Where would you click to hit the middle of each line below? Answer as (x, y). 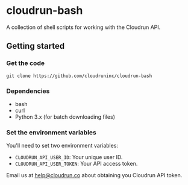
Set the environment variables (51, 132)
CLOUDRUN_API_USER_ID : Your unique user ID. (69, 157)
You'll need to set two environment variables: (62, 146)
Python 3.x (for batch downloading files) (65, 117)
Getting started (36, 46)
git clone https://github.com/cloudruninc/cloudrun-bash (79, 76)
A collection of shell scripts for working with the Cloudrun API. (83, 27)
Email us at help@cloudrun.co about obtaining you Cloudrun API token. (94, 175)
